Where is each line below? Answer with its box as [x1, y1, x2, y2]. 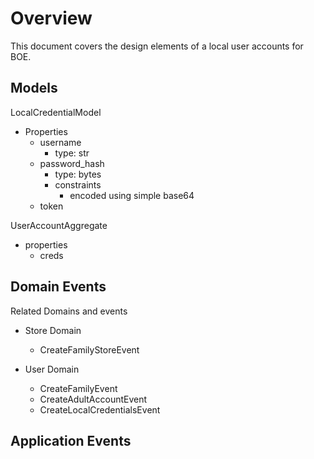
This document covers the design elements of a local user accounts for [10, 40, 304, 52]
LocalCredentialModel [10, 106, 102, 118]
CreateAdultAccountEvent [39, 393, 148, 405]
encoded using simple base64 [69, 189, 195, 201]
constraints [54, 178, 102, 191]
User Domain [24, 363, 80, 375]
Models [10, 80, 58, 97]
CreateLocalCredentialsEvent [39, 403, 161, 416]
